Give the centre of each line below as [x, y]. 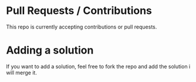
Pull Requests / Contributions [79, 11]
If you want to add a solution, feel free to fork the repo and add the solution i [98, 66]
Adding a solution [50, 50]
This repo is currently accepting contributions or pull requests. [82, 27]
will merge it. [21, 72]
